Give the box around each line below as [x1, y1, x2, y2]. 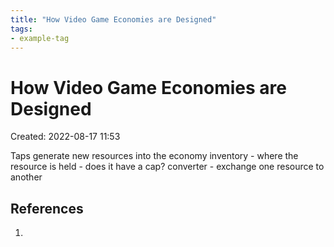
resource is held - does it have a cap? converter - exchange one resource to [10, 161, 325, 173]
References [10, 200, 84, 217]
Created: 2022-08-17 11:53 [10, 131, 121, 143]
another [10, 171, 43, 183]
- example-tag [10, 33, 70, 43]
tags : [10, 24, 33, 34]
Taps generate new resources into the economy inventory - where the [10, 150, 299, 162]
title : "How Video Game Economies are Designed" [10, 14, 217, 25]
